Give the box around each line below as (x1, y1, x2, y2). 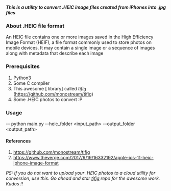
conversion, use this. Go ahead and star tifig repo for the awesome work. (6, 175, 160, 181)
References (6, 138, 31, 144)
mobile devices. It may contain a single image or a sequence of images (6, 45, 155, 51)
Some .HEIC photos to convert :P (13, 96, 83, 102)
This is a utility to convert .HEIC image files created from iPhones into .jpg (6, 4, 166, 10)
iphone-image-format (13, 160, 59, 166)
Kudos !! (6, 181, 23, 187)
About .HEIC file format (6, 22, 65, 29)
